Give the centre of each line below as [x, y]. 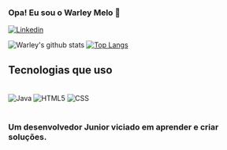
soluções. [28, 137]
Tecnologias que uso [60, 70]
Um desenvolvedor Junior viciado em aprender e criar [113, 127]
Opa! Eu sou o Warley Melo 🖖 [64, 13]
